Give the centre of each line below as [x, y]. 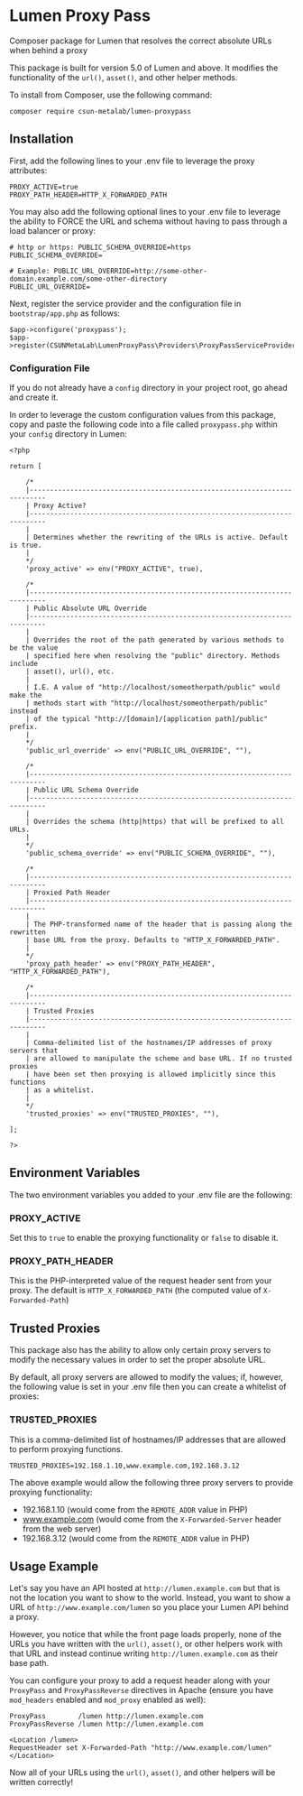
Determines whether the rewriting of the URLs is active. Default [161, 538]
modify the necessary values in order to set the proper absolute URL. [138, 1360]
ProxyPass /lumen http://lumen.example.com [106, 1717]
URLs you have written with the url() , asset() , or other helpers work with [146, 1644]
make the [26, 696]
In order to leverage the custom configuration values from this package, [143, 415]
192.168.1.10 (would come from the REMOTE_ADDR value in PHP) [135, 1509]
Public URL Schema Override [86, 791]
